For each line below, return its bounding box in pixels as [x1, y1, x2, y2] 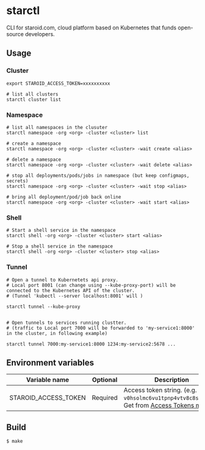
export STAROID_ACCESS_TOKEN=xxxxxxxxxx [6, 80, 111, 86]
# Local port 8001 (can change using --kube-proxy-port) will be [6, 282, 176, 288]
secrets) [6, 178, 29, 184]
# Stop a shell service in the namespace [6, 243, 113, 249]
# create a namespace [6, 140, 62, 147]
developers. [25, 30, 55, 37]
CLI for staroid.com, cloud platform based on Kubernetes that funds [6, 24, 177, 31]
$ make [6, 438, 23, 444]
